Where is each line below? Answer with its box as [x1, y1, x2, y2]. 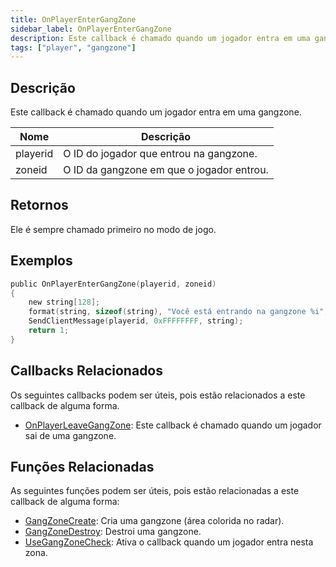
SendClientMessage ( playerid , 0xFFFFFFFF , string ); [28, 316, 244, 326]
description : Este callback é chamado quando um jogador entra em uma [10, 33, 311, 43]
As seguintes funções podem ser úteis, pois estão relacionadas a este [10, 485, 300, 497]
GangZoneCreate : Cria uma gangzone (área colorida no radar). [24, 515, 285, 527]
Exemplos [10, 252, 73, 270]
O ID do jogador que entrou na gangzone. [63, 147, 258, 161]
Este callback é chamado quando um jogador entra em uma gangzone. [10, 106, 302, 118]
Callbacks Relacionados [10, 362, 164, 380]
